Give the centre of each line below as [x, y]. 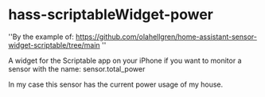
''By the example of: [41, 37]
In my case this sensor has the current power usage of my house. [116, 84]
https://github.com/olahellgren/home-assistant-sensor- [166, 37]
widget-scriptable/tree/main [55, 45]
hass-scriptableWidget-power [111, 15]
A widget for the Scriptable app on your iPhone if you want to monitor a [125, 60]
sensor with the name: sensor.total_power [77, 68]
